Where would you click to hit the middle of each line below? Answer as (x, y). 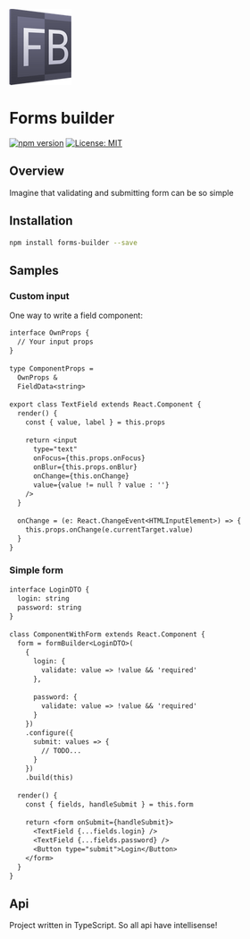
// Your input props (55, 342)
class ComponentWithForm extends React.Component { (107, 635)
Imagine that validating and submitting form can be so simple (121, 192)
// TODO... (62, 751)
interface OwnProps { (50, 333)
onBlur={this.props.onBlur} (85, 467)
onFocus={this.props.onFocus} (89, 458)
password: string (50, 608)
